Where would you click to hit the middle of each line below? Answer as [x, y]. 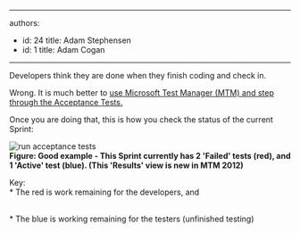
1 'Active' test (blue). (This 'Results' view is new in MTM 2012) [126, 165]
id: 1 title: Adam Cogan [63, 50]
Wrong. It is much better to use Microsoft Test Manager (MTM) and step [142, 93]
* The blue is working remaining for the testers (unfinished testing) [132, 219]
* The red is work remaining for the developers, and [104, 192]
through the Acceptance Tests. [66, 102]
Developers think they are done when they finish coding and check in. [137, 75]
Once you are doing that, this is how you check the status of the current [142, 120]
